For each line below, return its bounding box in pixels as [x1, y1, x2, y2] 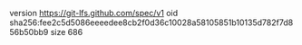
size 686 [50, 27, 83, 37]
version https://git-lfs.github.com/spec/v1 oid [9, 8, 179, 18]
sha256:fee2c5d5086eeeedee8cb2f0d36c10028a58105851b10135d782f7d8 [9, 17, 294, 28]
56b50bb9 [9, 27, 49, 37]
